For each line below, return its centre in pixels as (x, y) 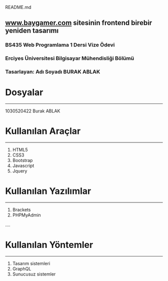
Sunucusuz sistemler (34, 274)
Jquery (20, 171)
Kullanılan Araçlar (43, 131)
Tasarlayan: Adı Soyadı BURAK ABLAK (53, 72)
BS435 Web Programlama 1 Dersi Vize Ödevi (60, 45)
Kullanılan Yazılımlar (48, 191)
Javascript (23, 166)
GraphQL (22, 268)
